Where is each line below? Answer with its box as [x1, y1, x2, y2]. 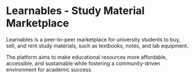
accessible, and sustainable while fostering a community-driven [6, 60, 161, 67]
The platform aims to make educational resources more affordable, [6, 53, 168, 60]
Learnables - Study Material [6, 4, 145, 18]
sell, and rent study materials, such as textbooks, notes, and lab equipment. [6, 42, 189, 49]
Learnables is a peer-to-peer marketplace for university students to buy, [6, 36, 181, 43]
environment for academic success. [6, 66, 93, 73]
